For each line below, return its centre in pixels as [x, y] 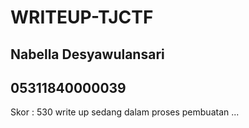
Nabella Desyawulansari [87, 54]
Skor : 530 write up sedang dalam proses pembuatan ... [125, 112]
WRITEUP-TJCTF [82, 17]
